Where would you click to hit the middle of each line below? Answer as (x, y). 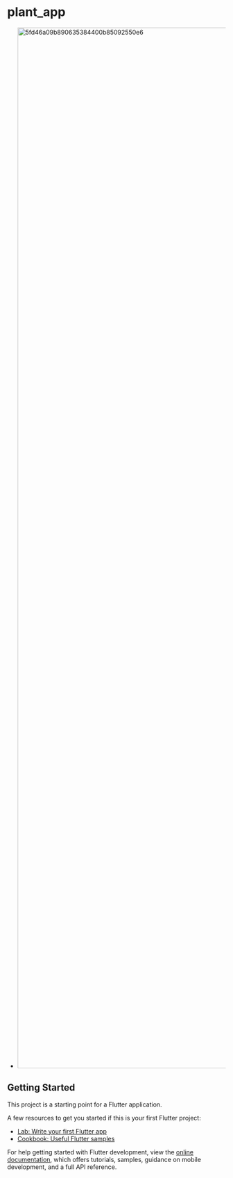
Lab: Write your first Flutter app (62, 1131)
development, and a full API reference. (62, 1167)
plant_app (36, 12)
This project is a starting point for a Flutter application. (85, 1104)
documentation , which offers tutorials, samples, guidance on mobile (104, 1159)
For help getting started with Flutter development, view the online (101, 1152)
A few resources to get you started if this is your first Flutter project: (104, 1118)
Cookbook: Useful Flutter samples (66, 1138)
